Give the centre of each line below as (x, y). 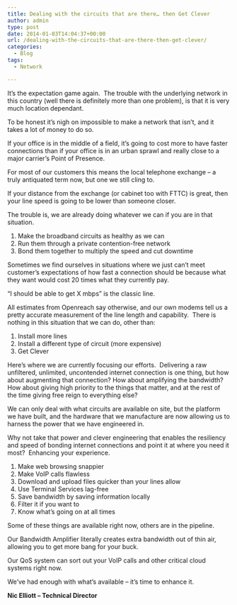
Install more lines (42, 336)
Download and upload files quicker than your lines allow (99, 481)
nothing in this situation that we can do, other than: (81, 322)
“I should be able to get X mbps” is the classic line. (81, 293)
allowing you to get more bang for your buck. (73, 546)
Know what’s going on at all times (66, 511)
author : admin (28, 21)
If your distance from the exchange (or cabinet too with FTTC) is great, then (118, 193)
